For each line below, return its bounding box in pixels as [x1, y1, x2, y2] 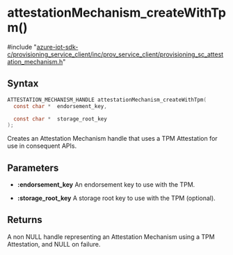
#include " [7, 42, 37, 51]
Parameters [7, 162, 59, 173]
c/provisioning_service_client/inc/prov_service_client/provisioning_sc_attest [7, 50, 224, 59]
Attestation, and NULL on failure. [7, 240, 101, 248]
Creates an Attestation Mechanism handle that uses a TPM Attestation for [7, 134, 218, 143]
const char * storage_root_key [13, 115, 108, 123]
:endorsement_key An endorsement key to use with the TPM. [17, 180, 195, 189]
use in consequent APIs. [7, 141, 77, 150]
